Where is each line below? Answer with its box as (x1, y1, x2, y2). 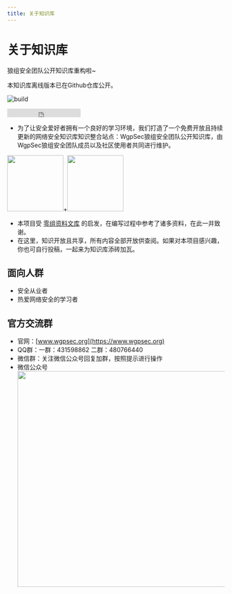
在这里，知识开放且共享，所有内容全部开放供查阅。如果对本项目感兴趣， (17, 236, 223, 245)
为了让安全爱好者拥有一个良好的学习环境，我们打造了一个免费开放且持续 (17, 124, 223, 132)
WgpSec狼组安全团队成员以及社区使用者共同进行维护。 (17, 141, 175, 149)
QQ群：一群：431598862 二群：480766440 (17, 346, 144, 354)
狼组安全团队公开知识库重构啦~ (7, 66, 97, 75)
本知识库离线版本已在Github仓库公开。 (7, 81, 117, 89)
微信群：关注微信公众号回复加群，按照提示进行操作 (17, 354, 163, 363)
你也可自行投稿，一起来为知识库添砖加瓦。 (17, 245, 139, 253)
